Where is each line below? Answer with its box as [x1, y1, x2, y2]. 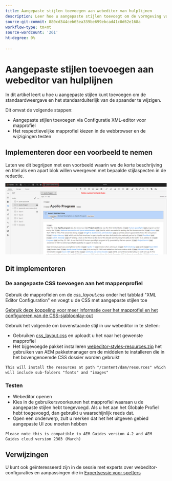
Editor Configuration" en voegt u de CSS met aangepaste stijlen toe [5, 297, 147, 303]
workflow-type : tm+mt [5, 25, 52, 30]
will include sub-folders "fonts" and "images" [5, 370, 109, 375]
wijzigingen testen [12, 133, 52, 139]
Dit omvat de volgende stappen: [5, 107, 73, 113]
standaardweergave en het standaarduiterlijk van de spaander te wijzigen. [5, 97, 162, 103]
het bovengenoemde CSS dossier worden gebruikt [12, 354, 120, 360]
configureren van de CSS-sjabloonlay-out [5, 312, 93, 319]
